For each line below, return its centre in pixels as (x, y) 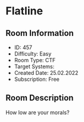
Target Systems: (34, 66)
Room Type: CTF (35, 60)
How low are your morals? (38, 112)
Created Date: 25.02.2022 (46, 73)
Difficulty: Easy (33, 54)
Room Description (40, 98)
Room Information (40, 33)
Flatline (24, 11)
